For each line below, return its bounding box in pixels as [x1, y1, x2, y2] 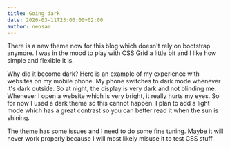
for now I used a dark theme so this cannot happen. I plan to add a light [7, 99, 210, 108]
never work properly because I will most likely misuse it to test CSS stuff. [7, 135, 214, 143]
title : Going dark [7, 10, 60, 17]
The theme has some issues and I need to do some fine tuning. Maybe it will [7, 127, 224, 135]
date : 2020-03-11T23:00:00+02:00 [7, 17, 104, 23]
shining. [7, 114, 30, 122]
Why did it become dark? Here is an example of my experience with [7, 70, 200, 78]
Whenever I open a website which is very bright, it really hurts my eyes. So [7, 92, 220, 100]
